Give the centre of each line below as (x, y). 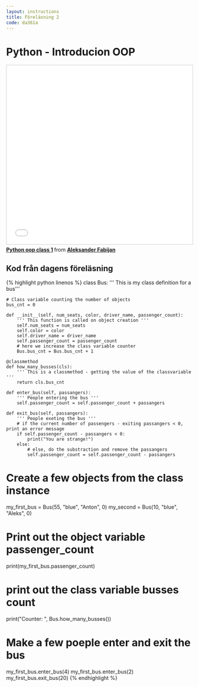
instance (28, 491)
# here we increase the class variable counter (76, 346)
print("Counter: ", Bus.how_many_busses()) (59, 618)
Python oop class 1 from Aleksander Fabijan (61, 250)
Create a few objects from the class (95, 478)
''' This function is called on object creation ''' (83, 320)
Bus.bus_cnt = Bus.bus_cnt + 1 (55, 351)
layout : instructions (33, 12)
